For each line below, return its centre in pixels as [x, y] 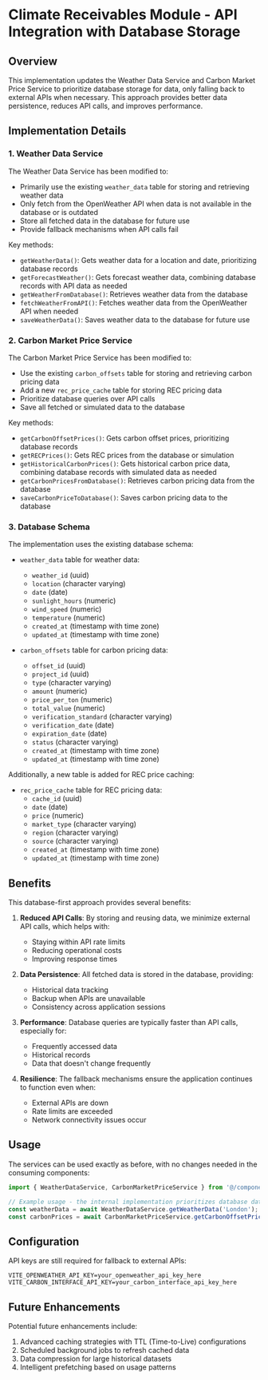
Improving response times [75, 959]
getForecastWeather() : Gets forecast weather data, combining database [138, 277]
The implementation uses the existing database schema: [101, 544]
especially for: [43, 1031]
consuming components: [49, 1172]
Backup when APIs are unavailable [89, 999]
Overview [33, 61]
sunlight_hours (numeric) [74, 600]
